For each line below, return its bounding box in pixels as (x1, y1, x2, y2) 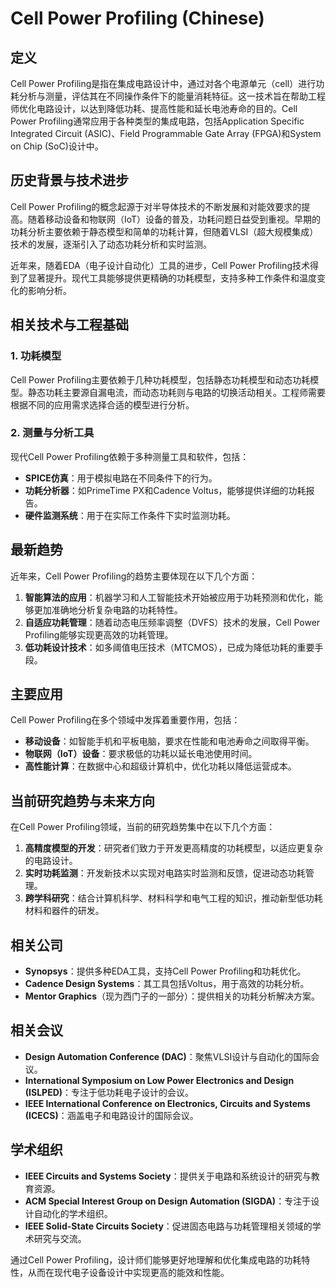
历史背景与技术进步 (10, 172, 129, 189)
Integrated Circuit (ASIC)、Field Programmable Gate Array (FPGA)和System (10, 128, 322, 139)
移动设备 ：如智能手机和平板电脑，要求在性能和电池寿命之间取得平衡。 (24, 735, 315, 747)
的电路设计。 (24, 855, 78, 867)
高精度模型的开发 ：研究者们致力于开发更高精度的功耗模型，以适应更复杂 (24, 842, 323, 854)
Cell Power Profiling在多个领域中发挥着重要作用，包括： (10, 714, 241, 726)
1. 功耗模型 (10, 349, 62, 363)
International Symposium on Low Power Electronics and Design (24, 1074, 295, 1086)
